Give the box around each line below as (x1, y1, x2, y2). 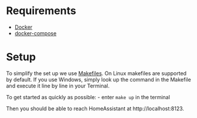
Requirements (6, 4, 76, 18)
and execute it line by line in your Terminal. (6, 82, 110, 89)
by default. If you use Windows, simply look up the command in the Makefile (6, 76, 191, 83)
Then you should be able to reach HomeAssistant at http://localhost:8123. (6, 104, 184, 112)
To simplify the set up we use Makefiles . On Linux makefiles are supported (6, 69, 187, 77)
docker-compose (14, 29, 57, 36)
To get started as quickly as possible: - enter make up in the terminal (6, 93, 171, 100)
